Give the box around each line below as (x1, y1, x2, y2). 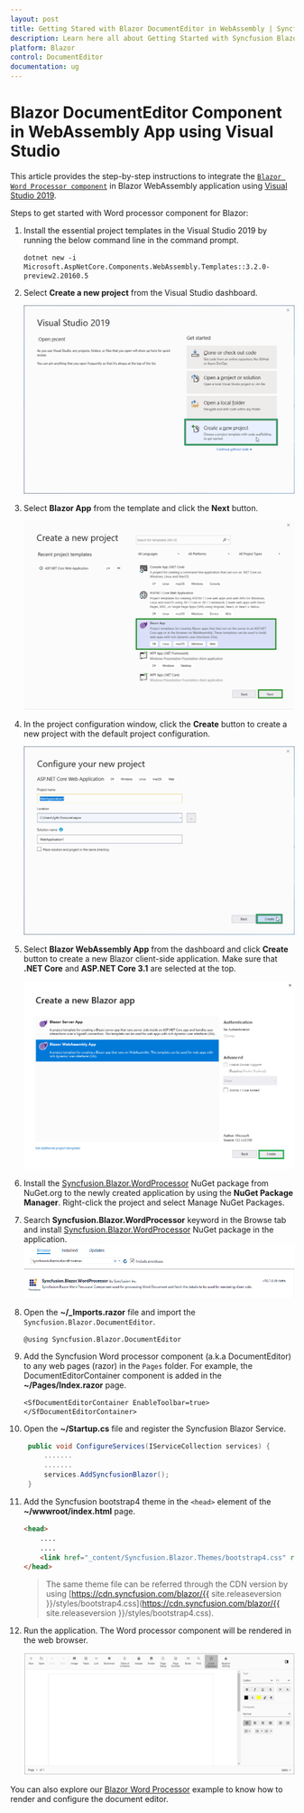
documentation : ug (10, 62, 79, 71)
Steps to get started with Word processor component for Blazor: (10, 207, 249, 218)
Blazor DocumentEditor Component (10, 102, 282, 123)
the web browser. (23, 1635, 88, 1646)
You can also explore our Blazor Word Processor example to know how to (10, 1784, 283, 1795)
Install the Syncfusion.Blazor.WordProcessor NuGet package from (23, 1177, 269, 1189)
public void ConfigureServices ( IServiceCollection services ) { (27, 1441, 271, 1451)
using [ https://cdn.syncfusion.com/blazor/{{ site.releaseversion (45, 1589, 282, 1599)
